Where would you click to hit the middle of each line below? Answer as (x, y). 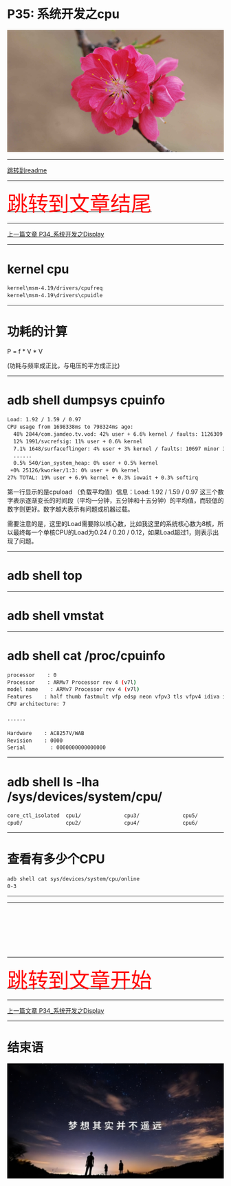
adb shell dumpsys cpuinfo (86, 400)
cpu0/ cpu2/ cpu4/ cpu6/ (102, 823)
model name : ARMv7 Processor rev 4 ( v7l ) (73, 690)
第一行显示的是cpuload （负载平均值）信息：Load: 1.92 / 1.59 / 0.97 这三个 (112, 492)
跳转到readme (27, 170)
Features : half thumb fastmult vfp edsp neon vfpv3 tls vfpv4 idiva (113, 697)
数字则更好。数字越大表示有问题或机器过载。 (70, 509)
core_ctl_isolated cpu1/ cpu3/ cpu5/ (102, 816)
